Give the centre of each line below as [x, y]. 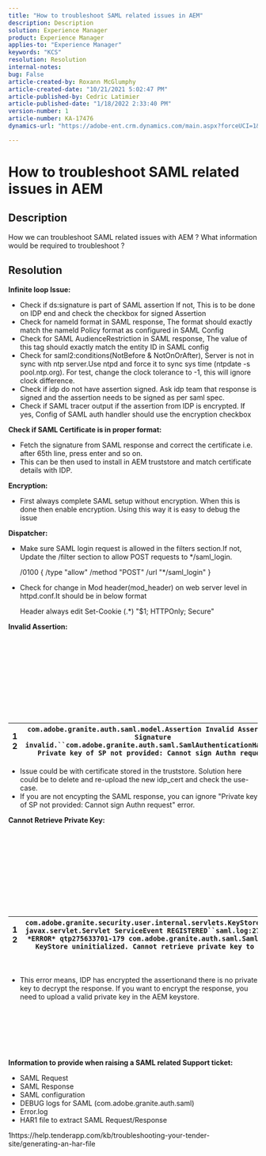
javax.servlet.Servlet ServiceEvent [94, 930]
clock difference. [47, 380]
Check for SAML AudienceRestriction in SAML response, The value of [133, 338]
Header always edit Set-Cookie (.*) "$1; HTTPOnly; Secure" [117, 611]
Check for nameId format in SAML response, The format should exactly [136, 321]
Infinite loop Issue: [40, 289]
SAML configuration [52, 1094]
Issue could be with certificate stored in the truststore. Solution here [131, 771]
